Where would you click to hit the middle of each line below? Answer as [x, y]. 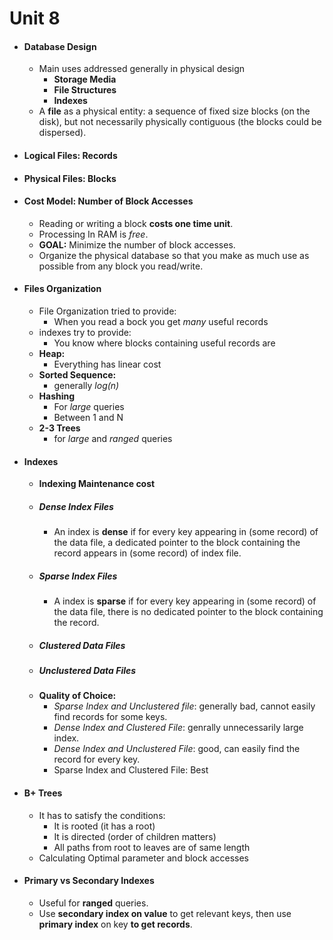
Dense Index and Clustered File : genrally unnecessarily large [178, 728]
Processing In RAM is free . [93, 234]
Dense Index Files [76, 506]
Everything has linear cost [107, 364]
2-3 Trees [59, 428]
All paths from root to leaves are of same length [152, 847]
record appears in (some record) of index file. [147, 553]
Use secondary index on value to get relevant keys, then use [165, 913]
